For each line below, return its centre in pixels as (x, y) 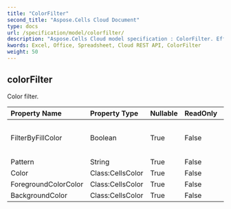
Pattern (22, 162)
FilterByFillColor (36, 137)
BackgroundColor (39, 195)
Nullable (164, 113)
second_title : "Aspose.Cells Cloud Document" (73, 20)
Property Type (114, 113)
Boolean (103, 137)
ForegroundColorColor (47, 184)
